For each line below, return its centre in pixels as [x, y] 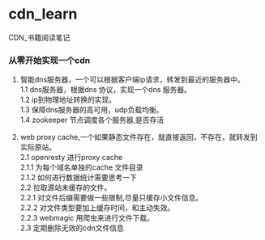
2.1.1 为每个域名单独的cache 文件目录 [81, 167]
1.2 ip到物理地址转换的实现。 [68, 100]
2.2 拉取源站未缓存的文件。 [66, 187]
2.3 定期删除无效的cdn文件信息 [72, 228]
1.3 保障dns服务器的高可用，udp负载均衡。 [92, 110]
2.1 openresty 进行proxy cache [71, 158]
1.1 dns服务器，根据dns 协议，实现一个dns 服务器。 [106, 90]
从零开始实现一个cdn [49, 60]
